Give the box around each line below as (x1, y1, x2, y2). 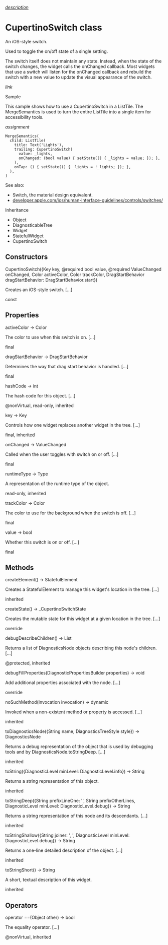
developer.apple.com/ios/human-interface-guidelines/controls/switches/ (12, 197, 163, 203)
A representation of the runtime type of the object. (5, 481, 109, 487)
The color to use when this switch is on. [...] (5, 334, 96, 340)
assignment (5, 123, 30, 130)
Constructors (5, 253, 48, 261)
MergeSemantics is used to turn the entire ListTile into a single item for (5, 108, 151, 115)
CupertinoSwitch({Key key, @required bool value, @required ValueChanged (5, 266, 162, 272)
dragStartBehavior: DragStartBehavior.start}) (5, 277, 98, 283)
